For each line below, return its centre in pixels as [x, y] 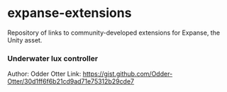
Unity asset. [25, 40]
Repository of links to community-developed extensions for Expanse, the [114, 33]
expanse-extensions [70, 13]
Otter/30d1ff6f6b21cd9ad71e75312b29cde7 [71, 81]
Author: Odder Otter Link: [44, 74]
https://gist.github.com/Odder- [128, 74]
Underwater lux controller [52, 58]
